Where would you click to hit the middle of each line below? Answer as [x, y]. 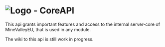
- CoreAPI [54, 11]
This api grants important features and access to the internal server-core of [83, 24]
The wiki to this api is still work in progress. [49, 39]
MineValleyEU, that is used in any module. [48, 29]
